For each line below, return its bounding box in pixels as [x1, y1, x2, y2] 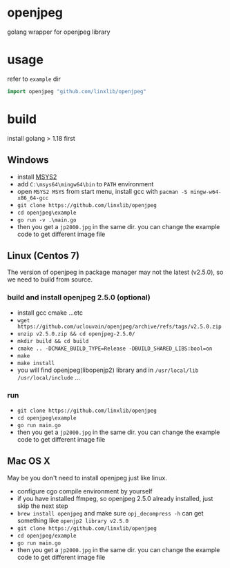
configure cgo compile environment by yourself [17, 487, 153, 495]
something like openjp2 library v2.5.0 [17, 516, 129, 525]
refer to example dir [7, 75, 61, 83]
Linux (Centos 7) [7, 250, 80, 262]
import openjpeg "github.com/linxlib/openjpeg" [7, 88, 147, 95]
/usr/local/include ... [17, 373, 81, 381]
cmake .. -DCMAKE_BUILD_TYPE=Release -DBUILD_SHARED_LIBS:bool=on [17, 345, 213, 352]
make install [17, 360, 55, 366]
